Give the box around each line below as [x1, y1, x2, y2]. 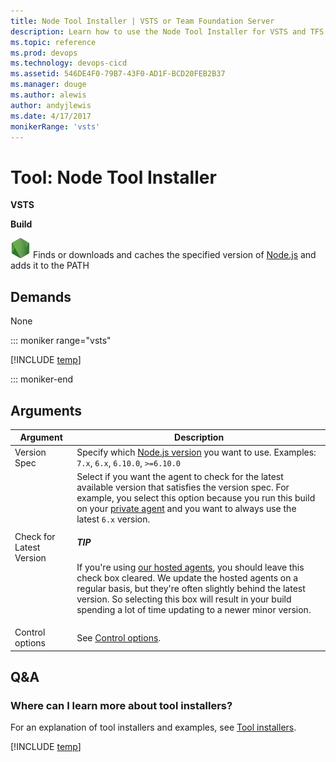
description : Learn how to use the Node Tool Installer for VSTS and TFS [10, 26, 325, 37]
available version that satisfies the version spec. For [76, 481, 290, 493]
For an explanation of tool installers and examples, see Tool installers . [10, 721, 297, 734]
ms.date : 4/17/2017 [10, 111, 92, 121]
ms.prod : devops [10, 48, 78, 58]
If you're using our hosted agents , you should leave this [76, 561, 305, 573]
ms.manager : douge [10, 80, 87, 90]
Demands [10, 288, 72, 305]
